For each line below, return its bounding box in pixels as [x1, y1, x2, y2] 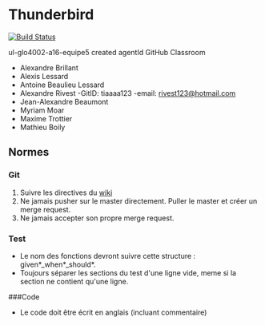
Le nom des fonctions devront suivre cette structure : [19, 251, 196, 260]
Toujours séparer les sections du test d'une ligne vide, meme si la [19, 268, 237, 277]
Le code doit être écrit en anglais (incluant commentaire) [19, 307, 207, 317]
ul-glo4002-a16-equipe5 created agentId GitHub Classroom [8, 47, 206, 57]
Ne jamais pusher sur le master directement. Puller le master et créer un [19, 196, 258, 205]
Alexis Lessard [19, 71, 69, 81]
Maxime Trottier [19, 113, 73, 123]
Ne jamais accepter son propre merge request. [19, 213, 175, 223]
